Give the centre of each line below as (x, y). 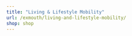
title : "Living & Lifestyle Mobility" (55, 12)
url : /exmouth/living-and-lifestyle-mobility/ (66, 18)
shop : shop (20, 23)
